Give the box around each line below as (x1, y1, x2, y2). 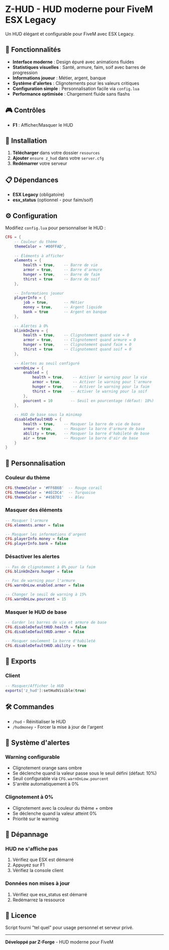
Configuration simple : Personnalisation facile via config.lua (12, 85, 140, 92)
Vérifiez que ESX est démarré (12, 856, 74, 863)
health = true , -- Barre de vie (23, 263, 98, 268)
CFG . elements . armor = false (5, 523, 64, 528)
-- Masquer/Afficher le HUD (5, 683, 64, 688)
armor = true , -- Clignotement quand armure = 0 (23, 337, 136, 342)
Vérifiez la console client (12, 868, 64, 874)
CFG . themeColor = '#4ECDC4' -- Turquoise (5, 490, 96, 495)
